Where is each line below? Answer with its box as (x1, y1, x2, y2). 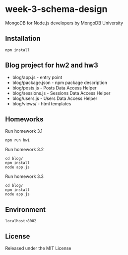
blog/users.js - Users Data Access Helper (12, 95, 98, 101)
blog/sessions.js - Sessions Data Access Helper (12, 90, 111, 96)
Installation (5, 34, 41, 43)
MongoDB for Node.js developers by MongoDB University (5, 20, 123, 26)
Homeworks (5, 115, 44, 123)
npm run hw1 (5, 138, 30, 143)
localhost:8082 (5, 219, 37, 224)
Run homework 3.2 (5, 147, 44, 153)
